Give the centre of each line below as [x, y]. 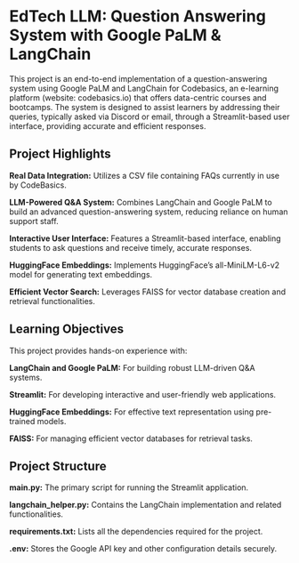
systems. [26, 377]
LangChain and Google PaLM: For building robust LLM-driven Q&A [132, 367]
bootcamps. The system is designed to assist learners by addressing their [145, 107]
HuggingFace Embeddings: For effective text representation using [132, 412]
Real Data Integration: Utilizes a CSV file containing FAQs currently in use [145, 175]
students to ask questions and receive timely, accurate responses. [130, 247]
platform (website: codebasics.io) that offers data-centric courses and [138, 97]
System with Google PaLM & [115, 35]
